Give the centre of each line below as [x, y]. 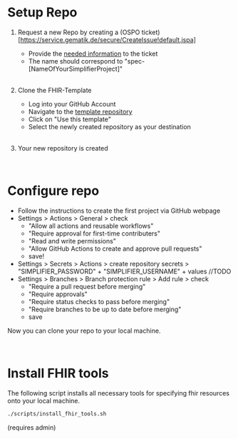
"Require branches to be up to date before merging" [105, 309]
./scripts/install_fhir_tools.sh [57, 414]
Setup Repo [42, 12]
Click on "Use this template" [70, 119]
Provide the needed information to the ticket [93, 54]
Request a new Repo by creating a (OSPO [79, 32]
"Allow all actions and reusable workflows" [91, 226]
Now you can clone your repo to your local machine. [84, 330]
